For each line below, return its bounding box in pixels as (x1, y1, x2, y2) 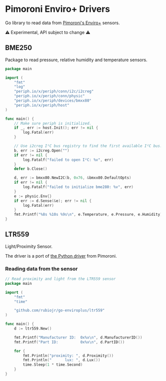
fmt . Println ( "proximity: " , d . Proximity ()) (23, 353, 114, 358)
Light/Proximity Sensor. (5, 243, 53, 249)
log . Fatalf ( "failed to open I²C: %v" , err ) (23, 157, 114, 162)
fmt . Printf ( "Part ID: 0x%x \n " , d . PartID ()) (14, 340, 125, 344)
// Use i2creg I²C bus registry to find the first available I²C (14, 144, 152, 149)
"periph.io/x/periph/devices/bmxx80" (14, 98, 92, 103)
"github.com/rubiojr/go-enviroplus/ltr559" (14, 308, 105, 313)
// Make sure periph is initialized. (14, 121, 92, 126)
